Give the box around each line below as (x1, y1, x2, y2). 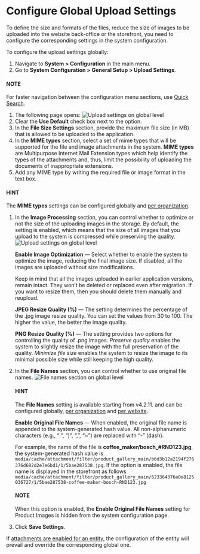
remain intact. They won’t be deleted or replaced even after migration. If (14, 282, 192, 289)
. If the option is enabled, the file (103, 461, 183, 468)
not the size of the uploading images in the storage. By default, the (14, 220, 179, 227)
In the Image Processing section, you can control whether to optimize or (14, 214, 194, 221)
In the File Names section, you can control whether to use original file (14, 368, 186, 375)
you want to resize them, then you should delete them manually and (14, 288, 182, 295)
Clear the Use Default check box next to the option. (14, 118, 142, 125)
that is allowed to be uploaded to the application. (14, 131, 135, 138)
